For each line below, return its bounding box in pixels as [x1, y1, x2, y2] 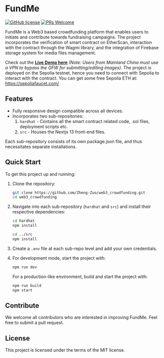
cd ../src [12, 232, 33, 237]
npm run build [12, 283, 41, 288]
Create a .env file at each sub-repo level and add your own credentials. [12, 245, 157, 251]
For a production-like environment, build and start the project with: [12, 274, 148, 279]
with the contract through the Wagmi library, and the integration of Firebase [5, 44, 159, 50]
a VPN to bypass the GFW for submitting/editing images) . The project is [5, 65, 152, 71]
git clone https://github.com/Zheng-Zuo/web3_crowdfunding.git [12, 190, 146, 195]
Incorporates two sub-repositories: [12, 113, 83, 119]
